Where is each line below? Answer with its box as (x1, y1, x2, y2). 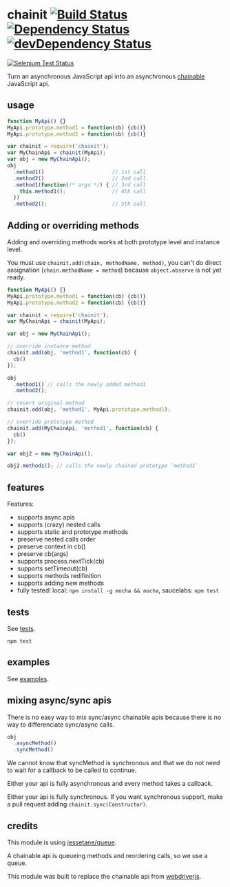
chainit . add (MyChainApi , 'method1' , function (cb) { (7, 425, 158, 431)
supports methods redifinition (17, 572, 101, 580)
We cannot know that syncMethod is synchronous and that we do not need (7, 759, 220, 767)
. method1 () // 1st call (13, 169, 147, 175)
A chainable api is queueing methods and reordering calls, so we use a (7, 852, 208, 859)
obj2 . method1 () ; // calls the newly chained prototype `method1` (7, 462, 198, 469)
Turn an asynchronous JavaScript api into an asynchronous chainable (7, 72, 205, 81)
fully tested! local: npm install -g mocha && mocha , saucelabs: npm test (17, 586, 219, 595)
